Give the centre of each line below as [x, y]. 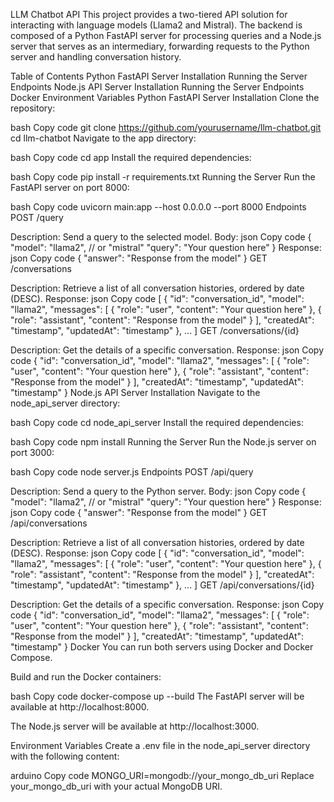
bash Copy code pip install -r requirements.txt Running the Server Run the [163, 177]
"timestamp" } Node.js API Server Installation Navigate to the [135, 392]
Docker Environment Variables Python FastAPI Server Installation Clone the [165, 97]
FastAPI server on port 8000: [70, 187]
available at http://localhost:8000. [80, 707]
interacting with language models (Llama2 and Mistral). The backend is [156, 25]
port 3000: [32, 452]
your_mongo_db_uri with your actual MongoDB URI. [116, 786]
